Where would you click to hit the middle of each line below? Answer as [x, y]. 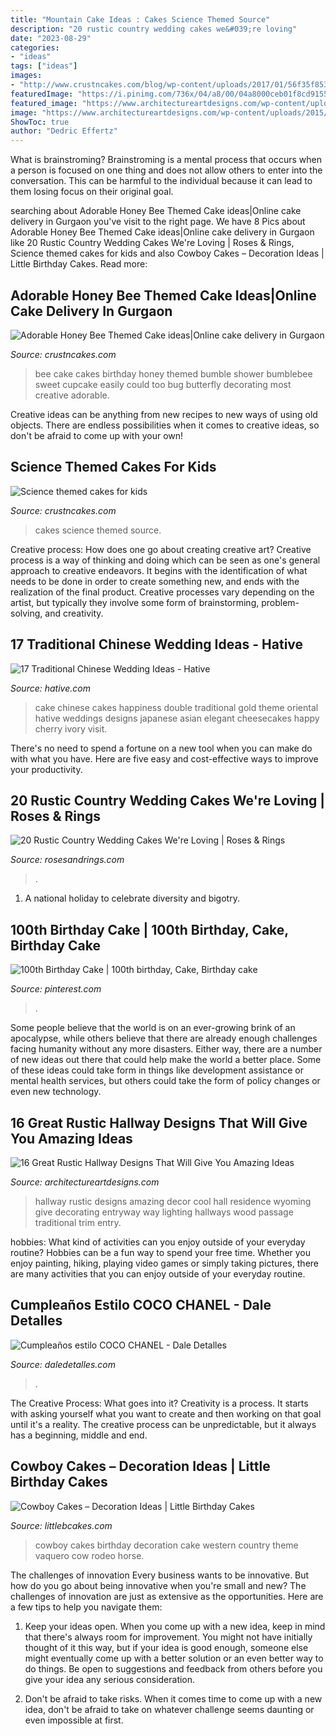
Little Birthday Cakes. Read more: [79, 264]
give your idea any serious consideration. [110, 1679]
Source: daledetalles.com [63, 1364]
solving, [26, 613]
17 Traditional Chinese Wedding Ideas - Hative [157, 644]
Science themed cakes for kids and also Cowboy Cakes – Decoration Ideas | [167, 253]
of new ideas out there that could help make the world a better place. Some [166, 1060]
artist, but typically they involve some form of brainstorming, [135, 602]
